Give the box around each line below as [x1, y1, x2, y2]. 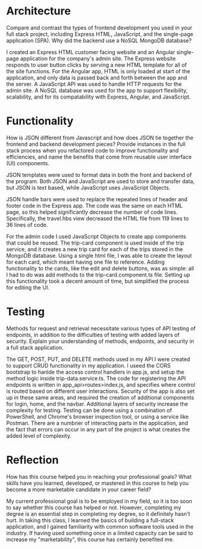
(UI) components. [6, 159, 50, 166]
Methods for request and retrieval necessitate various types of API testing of [6, 324, 196, 332]
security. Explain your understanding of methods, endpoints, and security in [6, 338, 194, 345]
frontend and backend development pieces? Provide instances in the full [6, 140, 186, 148]
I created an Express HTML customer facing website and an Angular [6, 48, 176, 55]
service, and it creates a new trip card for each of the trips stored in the [6, 245, 183, 253]
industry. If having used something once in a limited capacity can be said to [6, 529, 194, 536]
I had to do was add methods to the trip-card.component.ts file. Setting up [6, 271, 191, 278]
